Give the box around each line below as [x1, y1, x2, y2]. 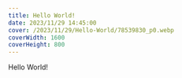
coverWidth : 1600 [8, 33, 65, 42]
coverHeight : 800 [8, 41, 65, 49]
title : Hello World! [8, 11, 76, 20]
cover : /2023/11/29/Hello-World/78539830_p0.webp [8, 26, 175, 34]
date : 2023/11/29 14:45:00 [8, 19, 97, 27]
